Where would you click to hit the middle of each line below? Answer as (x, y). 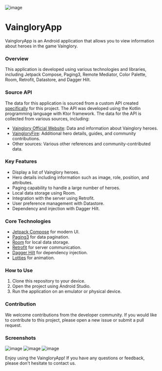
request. (13, 325)
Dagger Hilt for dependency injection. (50, 253)
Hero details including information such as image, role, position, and (81, 177)
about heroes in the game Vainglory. (41, 46)
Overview (17, 59)
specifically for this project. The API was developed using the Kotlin (73, 108)
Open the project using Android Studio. (51, 286)
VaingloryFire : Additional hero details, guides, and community (74, 133)
